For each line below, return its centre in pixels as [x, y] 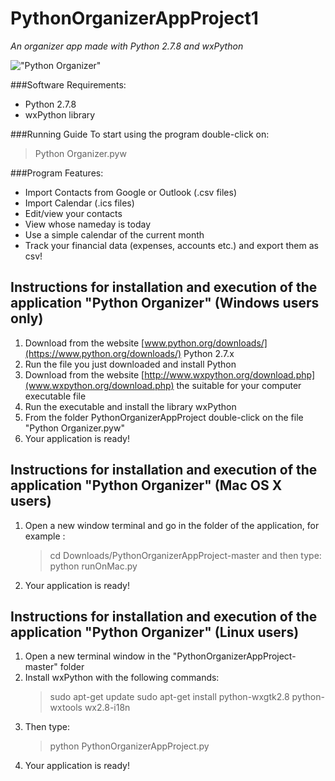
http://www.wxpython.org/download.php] [230, 374]
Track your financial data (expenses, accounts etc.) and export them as [171, 245]
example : [45, 536]
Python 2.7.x [209, 353]
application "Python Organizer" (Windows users [165, 303]
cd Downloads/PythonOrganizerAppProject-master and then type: [185, 555]
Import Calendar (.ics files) [79, 203]
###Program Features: [57, 173]
